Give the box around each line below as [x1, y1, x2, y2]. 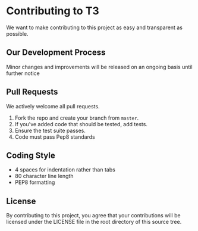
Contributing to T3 [6, 4, 99, 18]
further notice [6, 70, 40, 77]
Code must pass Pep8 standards [14, 133, 95, 141]
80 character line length [14, 173, 74, 180]
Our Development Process [6, 48, 106, 58]
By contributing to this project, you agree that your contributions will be [6, 212, 181, 219]
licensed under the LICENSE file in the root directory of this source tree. [6, 218, 182, 226]
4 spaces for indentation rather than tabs [14, 166, 116, 173]
